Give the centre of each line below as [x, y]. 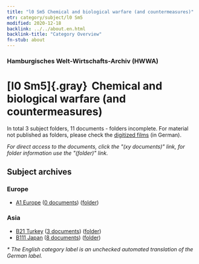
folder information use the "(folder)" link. [57, 153]
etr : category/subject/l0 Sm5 [45, 18]
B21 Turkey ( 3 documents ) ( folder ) [58, 231]
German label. [25, 256]
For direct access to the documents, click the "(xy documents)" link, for [96, 146]
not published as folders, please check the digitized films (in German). [94, 135]
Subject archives [39, 172]
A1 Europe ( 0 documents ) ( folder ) [57, 202]
